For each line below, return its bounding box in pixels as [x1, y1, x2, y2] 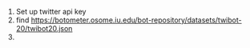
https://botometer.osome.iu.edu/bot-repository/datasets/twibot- [30, 15, 242, 25]
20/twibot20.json [15, 24, 73, 33]
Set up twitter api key [15, 7, 87, 16]
